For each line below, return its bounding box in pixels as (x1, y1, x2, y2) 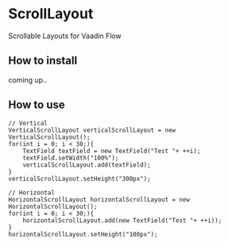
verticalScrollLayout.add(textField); (22, 160, 151, 169)
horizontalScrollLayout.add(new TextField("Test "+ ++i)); (22, 216, 223, 225)
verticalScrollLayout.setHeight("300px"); (8, 175, 151, 183)
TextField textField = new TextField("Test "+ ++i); (22, 147, 201, 155)
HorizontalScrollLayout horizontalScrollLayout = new (8, 195, 191, 203)
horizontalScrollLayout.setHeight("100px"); (8, 230, 158, 238)
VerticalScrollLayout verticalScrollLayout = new (8, 126, 177, 134)
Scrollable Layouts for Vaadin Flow (8, 31, 122, 40)
